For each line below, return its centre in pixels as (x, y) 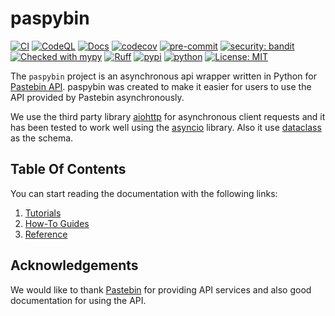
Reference (46, 234)
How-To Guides (57, 223)
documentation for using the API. (78, 300)
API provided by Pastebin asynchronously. (97, 97)
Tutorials (43, 213)
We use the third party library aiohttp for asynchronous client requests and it (168, 116)
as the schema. (42, 138)
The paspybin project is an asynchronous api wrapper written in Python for (163, 76)
